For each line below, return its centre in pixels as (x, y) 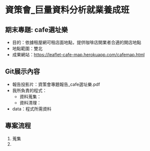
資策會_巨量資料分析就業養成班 (67, 10)
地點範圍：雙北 (27, 49)
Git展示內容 (23, 72)
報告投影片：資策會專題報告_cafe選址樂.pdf (56, 84)
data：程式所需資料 (32, 109)
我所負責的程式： (29, 90)
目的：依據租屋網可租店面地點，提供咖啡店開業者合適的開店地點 (76, 42)
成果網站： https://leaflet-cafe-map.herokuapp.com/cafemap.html (78, 55)
